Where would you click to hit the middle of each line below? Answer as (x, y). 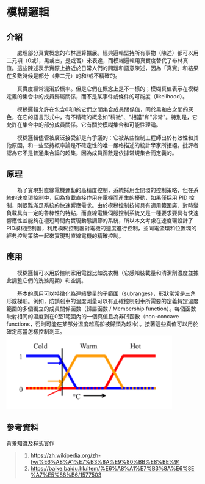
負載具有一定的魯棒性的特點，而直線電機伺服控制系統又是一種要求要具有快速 (103, 213)
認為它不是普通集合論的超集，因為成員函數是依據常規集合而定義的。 (92, 153)
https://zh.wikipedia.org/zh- (66, 455)
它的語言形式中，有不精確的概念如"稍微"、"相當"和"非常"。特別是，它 (110, 117)
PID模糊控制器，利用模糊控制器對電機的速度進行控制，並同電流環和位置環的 (102, 228)
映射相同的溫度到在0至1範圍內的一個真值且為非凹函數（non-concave (93, 316)
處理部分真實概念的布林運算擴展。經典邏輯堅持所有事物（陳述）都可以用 (108, 53)
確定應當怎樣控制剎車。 (36, 331)
